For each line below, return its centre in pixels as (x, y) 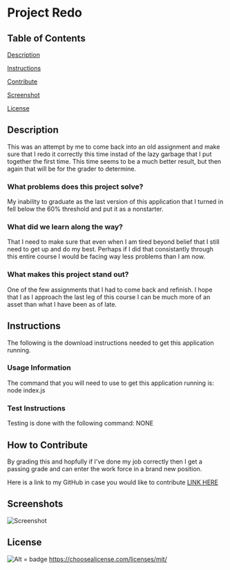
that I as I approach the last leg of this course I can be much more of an (109, 297)
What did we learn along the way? (65, 227)
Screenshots (35, 504)
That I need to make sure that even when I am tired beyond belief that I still (113, 242)
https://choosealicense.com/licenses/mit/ (108, 559)
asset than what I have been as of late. (62, 304)
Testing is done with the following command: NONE (80, 424)
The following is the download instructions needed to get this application (111, 343)
